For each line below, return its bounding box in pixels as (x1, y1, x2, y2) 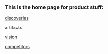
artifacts (5, 25, 22, 30)
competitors (5, 44, 30, 50)
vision (5, 34, 17, 40)
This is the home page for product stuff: (5, 4, 104, 11)
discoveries (5, 15, 29, 21)
